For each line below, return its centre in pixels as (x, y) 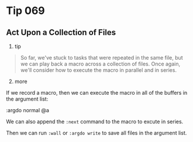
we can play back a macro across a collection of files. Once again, (100, 64)
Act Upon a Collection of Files (61, 32)
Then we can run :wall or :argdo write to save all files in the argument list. (96, 133)
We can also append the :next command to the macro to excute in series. (95, 122)
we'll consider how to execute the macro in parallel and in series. (99, 70)
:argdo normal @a (28, 110)
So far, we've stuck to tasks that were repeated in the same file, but (101, 58)
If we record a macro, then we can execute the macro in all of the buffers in (97, 93)
